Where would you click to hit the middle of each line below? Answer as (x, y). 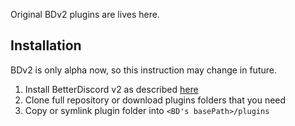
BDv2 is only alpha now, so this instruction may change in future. (143, 70)
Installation (46, 45)
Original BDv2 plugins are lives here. (85, 14)
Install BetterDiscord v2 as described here (111, 89)
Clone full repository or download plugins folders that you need (155, 100)
